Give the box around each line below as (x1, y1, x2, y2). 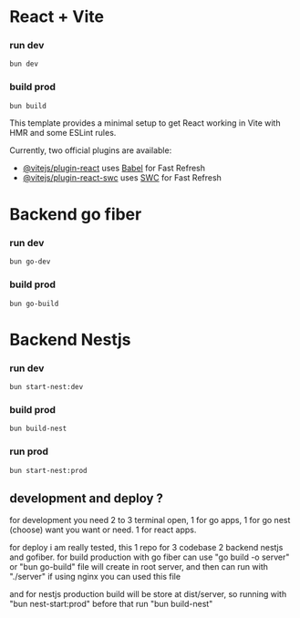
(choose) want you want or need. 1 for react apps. (9, 524, 197, 535)
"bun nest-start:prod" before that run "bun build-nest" (9, 599, 213, 610)
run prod (9, 445, 48, 458)
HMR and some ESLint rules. (9, 127, 117, 138)
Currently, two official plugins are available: (9, 144, 172, 156)
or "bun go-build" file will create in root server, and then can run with (9, 561, 269, 572)
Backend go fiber (9, 203, 142, 224)
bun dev (9, 59, 39, 69)
